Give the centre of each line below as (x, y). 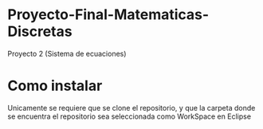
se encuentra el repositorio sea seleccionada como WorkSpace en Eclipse (130, 116)
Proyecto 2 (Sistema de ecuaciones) (67, 53)
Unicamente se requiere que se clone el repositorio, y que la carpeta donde (131, 107)
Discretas (40, 31)
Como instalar (55, 86)
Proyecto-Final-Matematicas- (108, 15)
